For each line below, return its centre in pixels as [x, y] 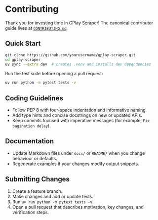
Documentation [30, 141]
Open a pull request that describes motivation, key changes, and [78, 207]
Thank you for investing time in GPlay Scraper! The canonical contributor [79, 23]
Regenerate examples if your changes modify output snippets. [76, 164]
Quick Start [23, 44]
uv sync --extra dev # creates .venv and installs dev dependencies [78, 64]
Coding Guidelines [34, 98]
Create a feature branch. [37, 191]
